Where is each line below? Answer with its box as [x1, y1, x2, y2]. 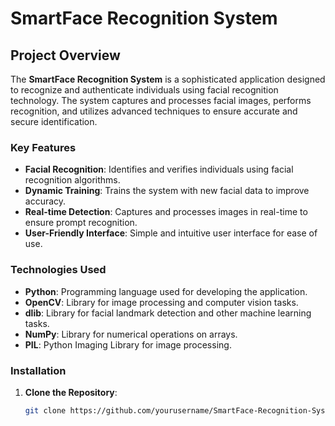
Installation [10, 363, 67, 377]
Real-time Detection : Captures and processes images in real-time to [24, 206, 308, 218]
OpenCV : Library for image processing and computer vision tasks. [24, 296, 299, 308]
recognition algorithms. [24, 174, 121, 186]
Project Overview [10, 47, 121, 64]
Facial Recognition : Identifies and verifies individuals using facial [24, 163, 294, 176]
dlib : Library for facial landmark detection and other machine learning [24, 307, 312, 319]
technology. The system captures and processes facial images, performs [10, 95, 312, 106]
